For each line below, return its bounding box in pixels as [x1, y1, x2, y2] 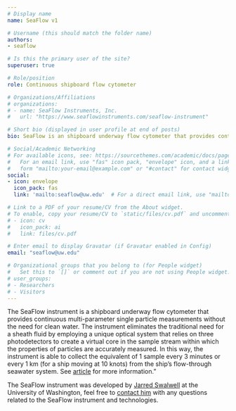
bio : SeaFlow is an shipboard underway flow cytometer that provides [7, 133, 216, 140]
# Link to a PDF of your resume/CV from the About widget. [7, 204, 184, 211]
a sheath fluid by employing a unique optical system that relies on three [7, 330, 214, 339]
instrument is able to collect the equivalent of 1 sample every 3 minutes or [7, 353, 221, 361]
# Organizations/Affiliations [7, 94, 96, 101]
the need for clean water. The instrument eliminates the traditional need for [7, 322, 224, 331]
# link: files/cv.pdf [7, 230, 77, 237]
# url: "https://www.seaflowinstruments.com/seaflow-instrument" [7, 113, 209, 120]
